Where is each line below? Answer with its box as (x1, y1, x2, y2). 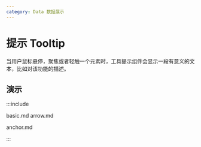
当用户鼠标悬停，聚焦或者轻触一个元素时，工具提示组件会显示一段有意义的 (6, 58, 190, 65)
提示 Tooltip (6, 37, 65, 50)
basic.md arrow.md (6, 112, 54, 119)
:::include (6, 100, 29, 108)
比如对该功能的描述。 (16, 65, 69, 72)
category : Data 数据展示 (6, 8, 65, 15)
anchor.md (6, 124, 33, 131)
